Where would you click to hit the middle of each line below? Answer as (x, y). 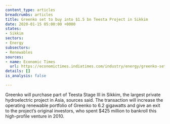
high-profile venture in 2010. (35, 116)
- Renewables (19, 52)
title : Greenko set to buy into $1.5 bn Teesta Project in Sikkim (77, 19)
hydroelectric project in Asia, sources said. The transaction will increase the (84, 100)
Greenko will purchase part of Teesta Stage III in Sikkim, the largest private (83, 95)
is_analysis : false (26, 76)
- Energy (14, 43)
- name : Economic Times (30, 62)
